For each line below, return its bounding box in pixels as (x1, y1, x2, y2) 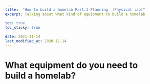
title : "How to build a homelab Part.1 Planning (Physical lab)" (5, 7, 146, 12)
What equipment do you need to (5, 60, 138, 71)
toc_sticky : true (5, 25, 41, 30)
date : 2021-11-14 (5, 34, 41, 39)
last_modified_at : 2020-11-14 (5, 39, 67, 44)
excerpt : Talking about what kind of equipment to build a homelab (5, 12, 146, 17)
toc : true (5, 21, 25, 25)
